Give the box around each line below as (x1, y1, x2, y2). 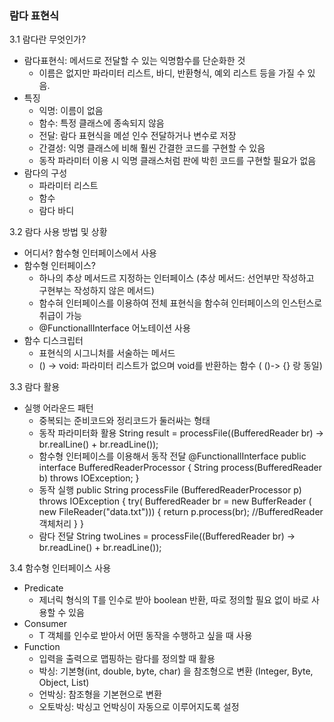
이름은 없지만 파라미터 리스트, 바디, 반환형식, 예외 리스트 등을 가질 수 (38, 67, 306, 79)
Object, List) (38, 677, 90, 689)
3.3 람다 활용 (9, 381, 61, 393)
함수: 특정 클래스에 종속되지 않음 (38, 117, 165, 129)
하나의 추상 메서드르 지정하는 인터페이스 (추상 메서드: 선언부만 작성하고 (38, 272, 315, 284)
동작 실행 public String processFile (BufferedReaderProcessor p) (38, 484, 302, 496)
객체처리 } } (38, 518, 84, 530)
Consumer (23, 618, 68, 630)
